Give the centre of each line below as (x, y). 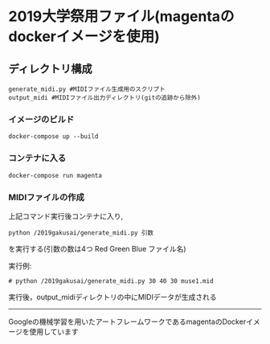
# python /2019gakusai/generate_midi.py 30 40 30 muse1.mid (111, 281)
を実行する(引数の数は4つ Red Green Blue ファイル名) (97, 248)
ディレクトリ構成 (50, 69)
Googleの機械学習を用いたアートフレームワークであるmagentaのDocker (127, 321)
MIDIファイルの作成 (46, 197)
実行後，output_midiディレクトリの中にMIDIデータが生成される (112, 297)
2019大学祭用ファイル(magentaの (121, 16)
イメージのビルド (41, 119)
